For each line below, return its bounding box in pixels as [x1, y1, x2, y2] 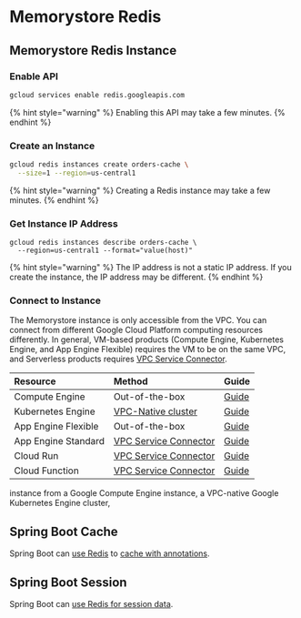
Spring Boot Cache [9, 523, 118, 539]
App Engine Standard [14, 435, 105, 448]
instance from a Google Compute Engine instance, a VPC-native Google [9, 488, 279, 499]
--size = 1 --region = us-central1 [17, 168, 136, 177]
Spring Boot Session [9, 574, 127, 590]
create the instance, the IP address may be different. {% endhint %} [9, 271, 264, 283]
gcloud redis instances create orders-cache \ [9, 160, 189, 169]
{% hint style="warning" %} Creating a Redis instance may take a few [9, 185, 271, 196]
